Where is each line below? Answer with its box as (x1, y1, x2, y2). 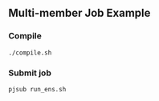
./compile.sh (8, 48, 52, 57)
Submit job (8, 67, 52, 79)
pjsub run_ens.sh (8, 85, 67, 93)
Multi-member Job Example (8, 6, 151, 20)
